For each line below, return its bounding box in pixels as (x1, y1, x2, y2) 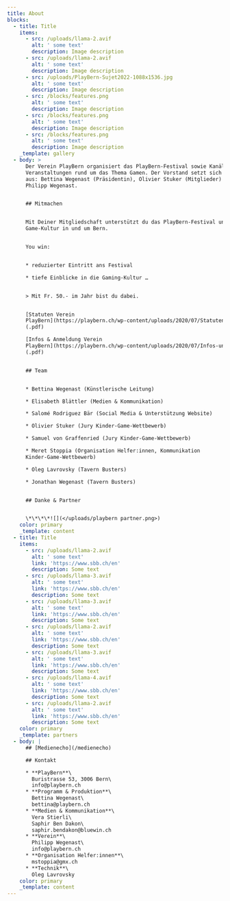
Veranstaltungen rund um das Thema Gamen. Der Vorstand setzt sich (25, 169, 222, 176)
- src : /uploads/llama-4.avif (25, 674, 112, 682)
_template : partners (19, 732, 78, 739)
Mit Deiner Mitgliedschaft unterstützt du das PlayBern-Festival (25, 219, 216, 226)
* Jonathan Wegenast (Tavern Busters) (25, 478, 136, 485)
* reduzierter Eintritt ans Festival (25, 262, 133, 269)
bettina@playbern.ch (31, 801, 90, 808)
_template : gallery (19, 150, 75, 158)
